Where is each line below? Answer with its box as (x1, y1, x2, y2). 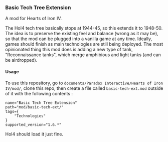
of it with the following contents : (5, 90, 73, 96)
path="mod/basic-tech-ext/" (5, 104, 64, 109)
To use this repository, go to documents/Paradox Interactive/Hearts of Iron (5, 80, 163, 86)
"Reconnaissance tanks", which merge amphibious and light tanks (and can (5, 52, 161, 58)
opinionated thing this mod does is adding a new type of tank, (5, 47, 133, 53)
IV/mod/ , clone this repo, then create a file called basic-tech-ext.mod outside (5, 85, 163, 91)
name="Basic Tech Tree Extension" (5, 100, 78, 105)
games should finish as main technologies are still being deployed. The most (5, 41, 163, 47)
